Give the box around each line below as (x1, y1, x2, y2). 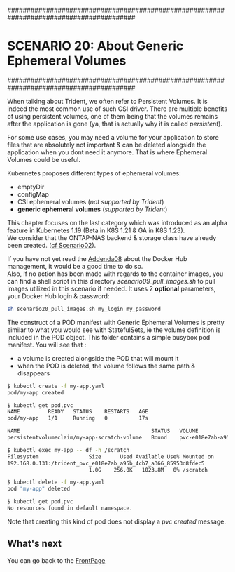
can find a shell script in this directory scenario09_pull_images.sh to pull (7, 277, 215, 285)
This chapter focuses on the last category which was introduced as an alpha (7, 218, 227, 227)
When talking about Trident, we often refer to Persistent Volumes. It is (7, 97, 208, 105)
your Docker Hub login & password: (7, 291, 110, 300)
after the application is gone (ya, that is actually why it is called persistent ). (7, 119, 222, 128)
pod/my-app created (7, 389, 64, 396)
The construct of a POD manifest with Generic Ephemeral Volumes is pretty (7, 318, 225, 326)
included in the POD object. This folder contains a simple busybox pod (7, 333, 211, 341)
